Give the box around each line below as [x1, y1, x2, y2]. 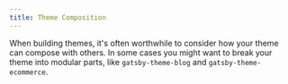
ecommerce [9, 68, 47, 77]
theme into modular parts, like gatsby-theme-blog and [9, 56, 207, 67]
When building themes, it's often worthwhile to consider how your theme [9, 38, 279, 48]
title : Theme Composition [9, 13, 106, 22]
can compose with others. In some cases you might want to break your [9, 46, 273, 58]
